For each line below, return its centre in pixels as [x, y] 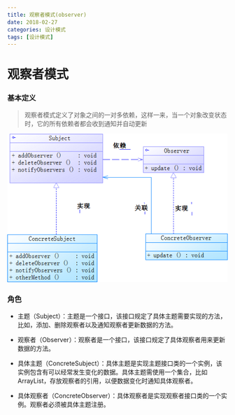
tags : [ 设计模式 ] [30, 37]
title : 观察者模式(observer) [47, 15]
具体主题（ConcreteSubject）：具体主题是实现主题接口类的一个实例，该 [120, 363]
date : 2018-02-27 [33, 22]
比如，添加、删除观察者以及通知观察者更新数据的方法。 [97, 325]
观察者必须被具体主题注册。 [70, 404]
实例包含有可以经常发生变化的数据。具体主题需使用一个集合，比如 [112, 372]
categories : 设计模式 [37, 29]
